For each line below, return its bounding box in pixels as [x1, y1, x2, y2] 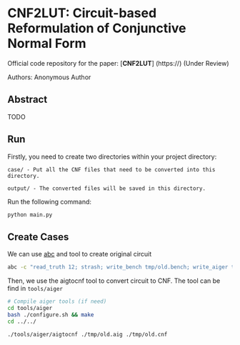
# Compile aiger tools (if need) [7, 298, 107, 305]
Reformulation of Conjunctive [7, 20, 186, 36]
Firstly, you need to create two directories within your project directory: [7, 152, 217, 161]
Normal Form [7, 36, 87, 51]
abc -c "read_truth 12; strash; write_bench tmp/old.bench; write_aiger [7, 264, 229, 271]
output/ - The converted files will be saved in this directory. [7, 184, 206, 192]
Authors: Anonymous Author [7, 73, 91, 81]
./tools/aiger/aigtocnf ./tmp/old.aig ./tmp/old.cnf [7, 331, 168, 338]
